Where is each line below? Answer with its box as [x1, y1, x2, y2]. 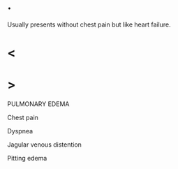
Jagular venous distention [7, 140, 82, 149]
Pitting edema [7, 154, 47, 163]
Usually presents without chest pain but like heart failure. [7, 20, 171, 29]
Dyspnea [7, 127, 34, 135]
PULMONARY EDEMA [7, 100, 70, 108]
